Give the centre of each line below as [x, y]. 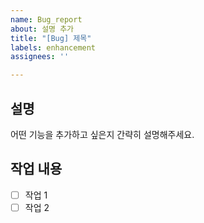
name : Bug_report [46, 19]
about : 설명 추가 [42, 29]
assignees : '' [40, 57]
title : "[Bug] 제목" [51, 38]
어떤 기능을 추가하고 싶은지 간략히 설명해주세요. [102, 134]
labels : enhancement [53, 47]
